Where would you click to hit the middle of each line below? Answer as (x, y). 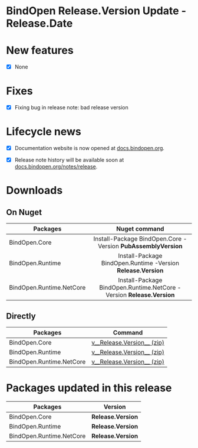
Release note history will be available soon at (69, 160)
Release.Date (39, 23)
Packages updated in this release (89, 388)
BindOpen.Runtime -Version (140, 263)
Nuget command (140, 229)
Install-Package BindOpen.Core (138, 239)
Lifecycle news (44, 132)
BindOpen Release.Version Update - (96, 11)
